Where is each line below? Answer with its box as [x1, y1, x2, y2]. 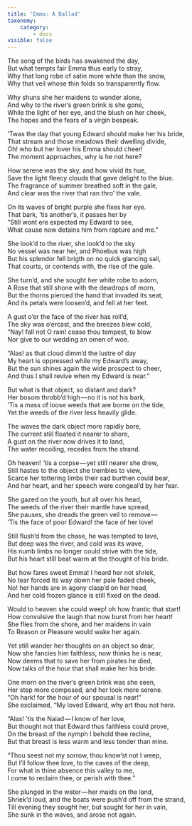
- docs [33, 30, 53, 38]
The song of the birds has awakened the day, [7, 56, 140, 65]
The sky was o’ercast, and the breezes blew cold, [7, 320, 152, 329]
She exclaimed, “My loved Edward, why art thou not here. [7, 700, 176, 710]
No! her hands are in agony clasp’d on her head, [7, 583, 148, 592]
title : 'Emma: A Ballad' [7, 10, 81, 18]
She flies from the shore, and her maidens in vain [7, 620, 151, 628]
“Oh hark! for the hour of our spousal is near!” [7, 693, 142, 702]
